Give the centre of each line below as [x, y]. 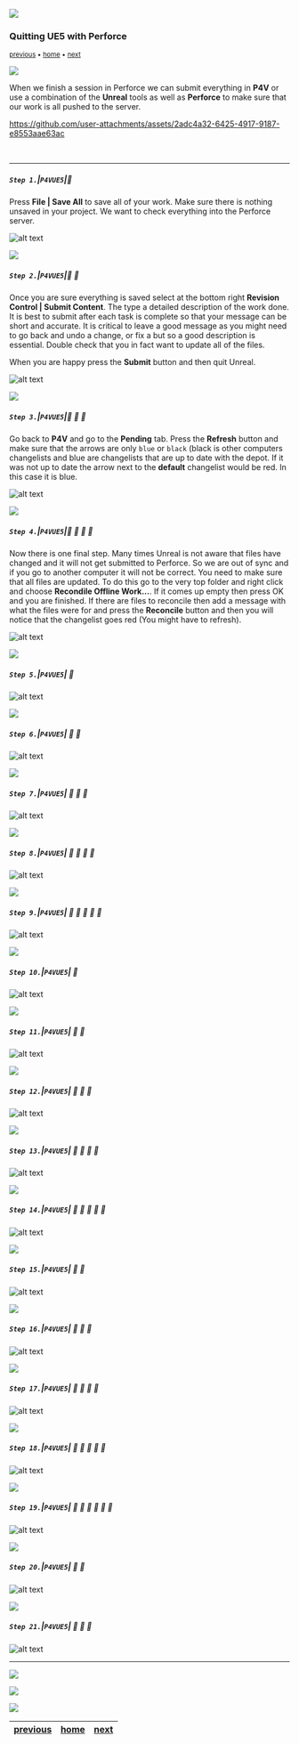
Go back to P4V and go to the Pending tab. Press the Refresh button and [144, 439]
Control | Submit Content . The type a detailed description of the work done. [149, 307]
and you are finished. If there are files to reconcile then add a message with [148, 601]
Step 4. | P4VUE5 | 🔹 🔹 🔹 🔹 [51, 531]
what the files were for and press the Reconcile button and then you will [141, 611]
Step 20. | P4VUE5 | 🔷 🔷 [47, 1567]
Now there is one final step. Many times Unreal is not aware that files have [145, 554]
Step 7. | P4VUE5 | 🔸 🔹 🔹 [49, 793]
